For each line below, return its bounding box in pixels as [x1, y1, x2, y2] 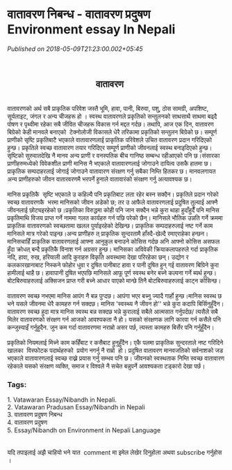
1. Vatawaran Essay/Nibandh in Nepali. [7, 395, 117, 404]
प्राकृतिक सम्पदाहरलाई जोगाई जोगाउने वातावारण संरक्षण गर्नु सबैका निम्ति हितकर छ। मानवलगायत [7, 167, 216, 175]
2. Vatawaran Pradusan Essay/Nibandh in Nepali [7, 403, 146, 411]
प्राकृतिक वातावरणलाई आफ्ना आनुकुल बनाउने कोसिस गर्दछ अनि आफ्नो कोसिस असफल [31, 237, 220, 245]
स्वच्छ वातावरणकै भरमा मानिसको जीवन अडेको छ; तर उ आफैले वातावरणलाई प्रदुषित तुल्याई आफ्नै [7, 198, 218, 206]
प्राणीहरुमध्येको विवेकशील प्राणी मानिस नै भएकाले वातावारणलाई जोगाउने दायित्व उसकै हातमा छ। [7, 159, 213, 167]
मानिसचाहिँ [7, 237, 31, 245]
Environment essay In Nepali [7, 22, 176, 38]
